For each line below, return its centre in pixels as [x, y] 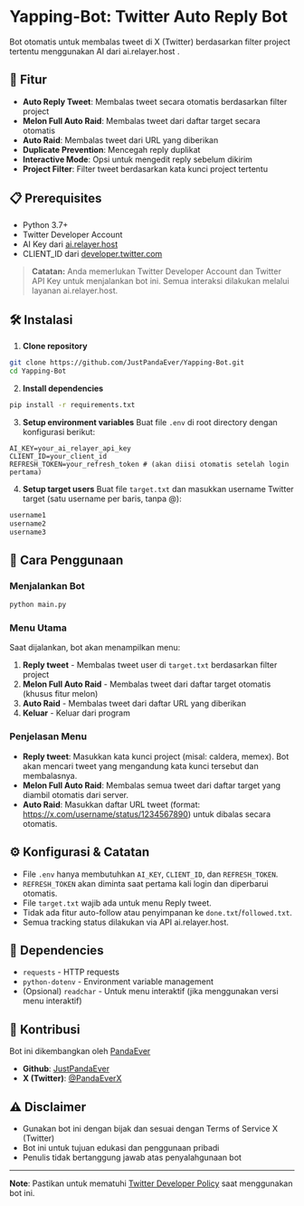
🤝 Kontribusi [45, 1029]
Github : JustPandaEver [66, 1068]
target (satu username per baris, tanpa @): [102, 499]
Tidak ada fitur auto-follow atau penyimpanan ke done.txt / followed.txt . [157, 912]
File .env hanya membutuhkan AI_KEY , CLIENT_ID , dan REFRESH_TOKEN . [150, 874]
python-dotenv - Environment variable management [118, 982]
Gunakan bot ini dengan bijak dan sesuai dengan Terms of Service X [150, 1129]
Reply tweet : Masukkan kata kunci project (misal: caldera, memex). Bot [156, 756]
